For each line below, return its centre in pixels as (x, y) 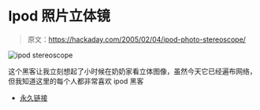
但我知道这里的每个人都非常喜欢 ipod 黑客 (76, 81)
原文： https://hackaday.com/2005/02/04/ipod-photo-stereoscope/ (137, 39)
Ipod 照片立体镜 (59, 16)
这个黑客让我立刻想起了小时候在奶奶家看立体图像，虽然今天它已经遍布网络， (132, 71)
